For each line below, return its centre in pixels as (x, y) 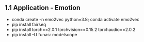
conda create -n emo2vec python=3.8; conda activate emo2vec (75, 19)
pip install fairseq (29, 24)
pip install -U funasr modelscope (44, 34)
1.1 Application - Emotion (42, 8)
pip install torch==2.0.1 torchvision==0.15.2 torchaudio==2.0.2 (73, 29)
